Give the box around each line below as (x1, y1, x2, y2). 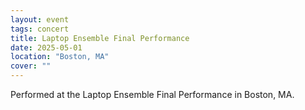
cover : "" (10, 61, 52, 71)
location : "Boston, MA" (10, 52, 110, 62)
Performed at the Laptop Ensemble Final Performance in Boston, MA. (10, 89, 295, 100)
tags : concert (10, 24, 70, 34)
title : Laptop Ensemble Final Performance (10, 33, 190, 43)
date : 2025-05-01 (10, 42, 83, 53)
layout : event (10, 14, 70, 25)
